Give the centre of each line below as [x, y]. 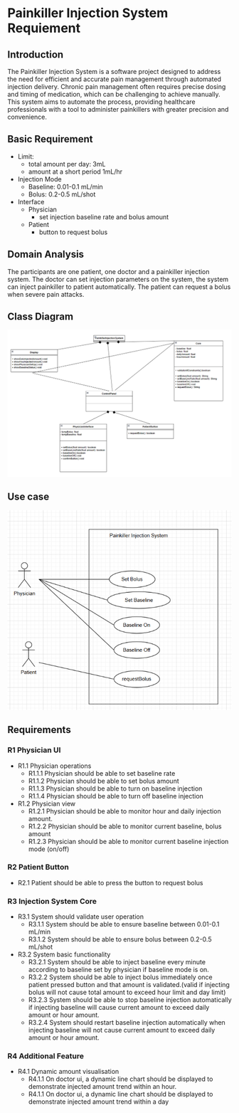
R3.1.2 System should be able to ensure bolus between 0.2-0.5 [120, 939]
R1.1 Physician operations [54, 766]
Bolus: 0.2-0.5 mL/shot [62, 194]
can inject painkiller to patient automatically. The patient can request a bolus [119, 287]
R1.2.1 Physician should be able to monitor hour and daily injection [125, 811]
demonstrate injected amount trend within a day [99, 1102]
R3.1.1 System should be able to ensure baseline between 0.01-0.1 [124, 924]
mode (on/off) [49, 849]
